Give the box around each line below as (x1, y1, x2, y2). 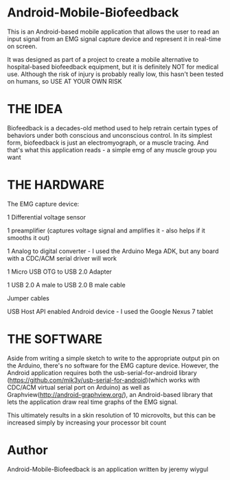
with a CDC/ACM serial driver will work (7, 254, 117, 262)
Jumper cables (7, 293, 49, 302)
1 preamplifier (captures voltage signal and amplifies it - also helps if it (7, 226, 206, 235)
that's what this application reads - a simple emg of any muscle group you (7, 145, 217, 154)
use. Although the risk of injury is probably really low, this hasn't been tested (7, 70, 224, 78)
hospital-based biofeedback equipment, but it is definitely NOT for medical (7, 62, 219, 71)
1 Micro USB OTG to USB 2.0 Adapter (7, 267, 112, 276)
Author (7, 442, 48, 457)
